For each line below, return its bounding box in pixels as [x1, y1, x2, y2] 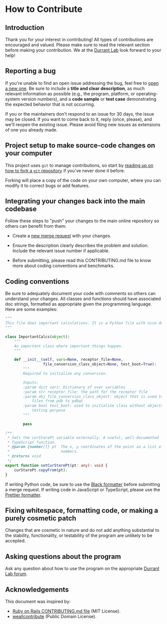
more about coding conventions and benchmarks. [12, 263, 115, 269]
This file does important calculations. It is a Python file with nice [5, 320, 157, 326]
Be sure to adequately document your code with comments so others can [5, 291, 156, 297]
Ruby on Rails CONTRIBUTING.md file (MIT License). [12, 608, 121, 614]
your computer [5, 149, 52, 157]
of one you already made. [5, 127, 58, 133]
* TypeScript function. [7, 440, 57, 445]
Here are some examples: [5, 307, 58, 312]
